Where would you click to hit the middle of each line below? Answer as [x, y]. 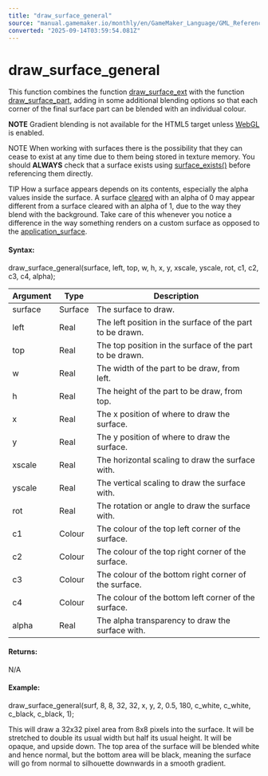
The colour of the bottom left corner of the [176, 597]
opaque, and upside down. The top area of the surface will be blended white [134, 746]
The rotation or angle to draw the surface [174, 506]
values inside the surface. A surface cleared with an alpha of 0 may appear [132, 198]
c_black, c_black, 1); [41, 714]
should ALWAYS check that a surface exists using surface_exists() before [130, 165]
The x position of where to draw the [164, 414]
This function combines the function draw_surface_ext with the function [126, 92]
